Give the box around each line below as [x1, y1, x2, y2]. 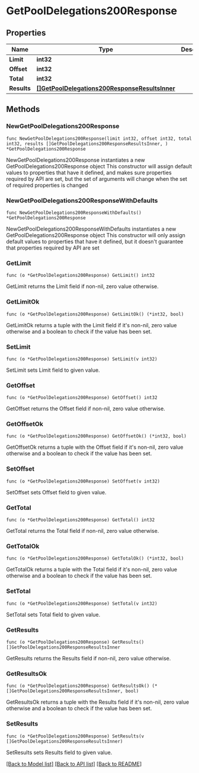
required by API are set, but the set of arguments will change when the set [6, 175, 188, 182]
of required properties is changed [6, 181, 88, 189]
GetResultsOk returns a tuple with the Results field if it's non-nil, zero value [6, 698, 190, 706]
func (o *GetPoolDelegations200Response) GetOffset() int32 [6, 395, 158, 401]
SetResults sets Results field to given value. [6, 749, 113, 756]
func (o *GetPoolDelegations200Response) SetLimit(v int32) [6, 356, 158, 362]
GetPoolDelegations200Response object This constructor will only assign [6, 231, 185, 238]
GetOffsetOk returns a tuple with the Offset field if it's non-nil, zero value [6, 443, 184, 451]
